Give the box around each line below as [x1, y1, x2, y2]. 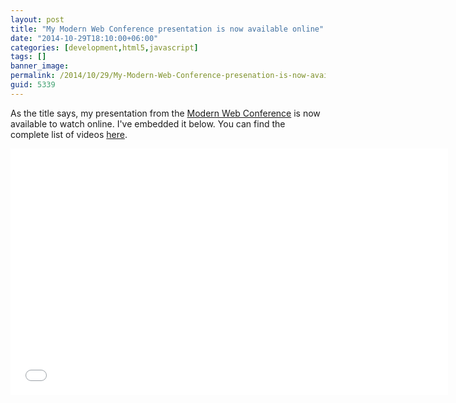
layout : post [10, 14, 65, 25]
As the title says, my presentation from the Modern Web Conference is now [10, 107, 321, 119]
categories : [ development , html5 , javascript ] [10, 42, 199, 53]
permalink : [10, 71, 56, 81]
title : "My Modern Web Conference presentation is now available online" [10, 24, 325, 34]
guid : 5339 [10, 80, 56, 90]
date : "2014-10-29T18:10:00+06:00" [10, 33, 159, 43]
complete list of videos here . [10, 128, 128, 140]
